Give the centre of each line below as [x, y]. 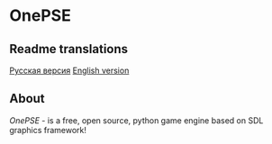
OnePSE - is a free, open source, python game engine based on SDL [136, 120]
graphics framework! [48, 130]
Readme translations [69, 49]
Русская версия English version [69, 70]
